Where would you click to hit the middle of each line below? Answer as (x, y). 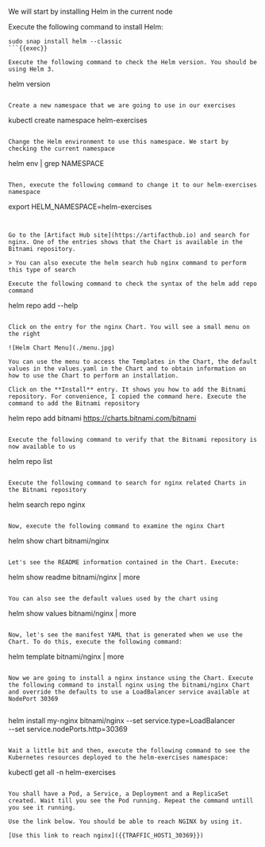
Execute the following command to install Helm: (86, 27)
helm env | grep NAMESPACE (56, 163)
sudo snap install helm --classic (65, 41)
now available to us (42, 447)
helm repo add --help (43, 306)
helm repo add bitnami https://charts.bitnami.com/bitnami (102, 418)
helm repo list (31, 461)
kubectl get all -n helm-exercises (62, 772)
